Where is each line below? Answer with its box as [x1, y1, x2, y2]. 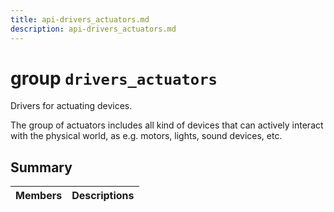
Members [15, 189, 63, 203]
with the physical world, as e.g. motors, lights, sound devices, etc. [10, 130, 283, 142]
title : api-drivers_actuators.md [10, 14, 150, 25]
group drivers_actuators [10, 67, 218, 90]
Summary [10, 159, 73, 176]
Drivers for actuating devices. [10, 100, 133, 112]
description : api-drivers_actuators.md [10, 24, 177, 34]
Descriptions [71, 189, 135, 203]
